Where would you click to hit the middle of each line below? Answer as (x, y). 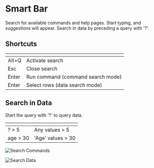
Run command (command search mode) (74, 77)
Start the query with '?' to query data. (44, 115)
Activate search (45, 60)
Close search (42, 69)
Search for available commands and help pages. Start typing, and (73, 23)
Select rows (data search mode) (64, 85)
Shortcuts (21, 44)
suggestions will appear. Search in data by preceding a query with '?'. (77, 28)
